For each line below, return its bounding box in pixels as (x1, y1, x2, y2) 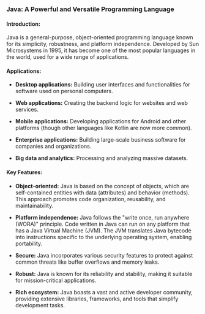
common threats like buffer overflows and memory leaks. (15, 258, 160, 266)
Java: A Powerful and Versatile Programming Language (6, 5, 174, 13)
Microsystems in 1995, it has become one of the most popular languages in (6, 47, 196, 54)
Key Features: (6, 168, 43, 176)
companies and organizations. (15, 143, 92, 150)
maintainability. (15, 202, 54, 209)
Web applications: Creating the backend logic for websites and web (15, 99, 188, 107)
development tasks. (15, 301, 65, 308)
